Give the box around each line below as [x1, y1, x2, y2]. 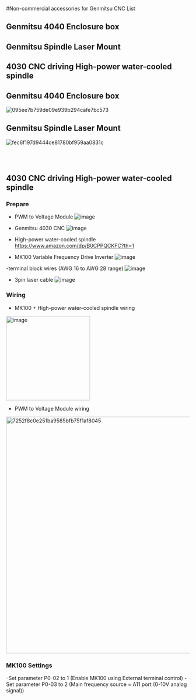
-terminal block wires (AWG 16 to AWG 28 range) [6, 265, 124, 272]
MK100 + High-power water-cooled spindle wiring [14, 304, 135, 311]
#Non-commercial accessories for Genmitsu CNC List [6, 5, 135, 12]
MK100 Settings [6, 661, 52, 670]
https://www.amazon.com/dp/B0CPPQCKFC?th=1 [14, 243, 134, 250]
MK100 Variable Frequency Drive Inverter [14, 254, 114, 261]
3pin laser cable [14, 276, 54, 284]
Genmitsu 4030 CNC [14, 225, 65, 232]
